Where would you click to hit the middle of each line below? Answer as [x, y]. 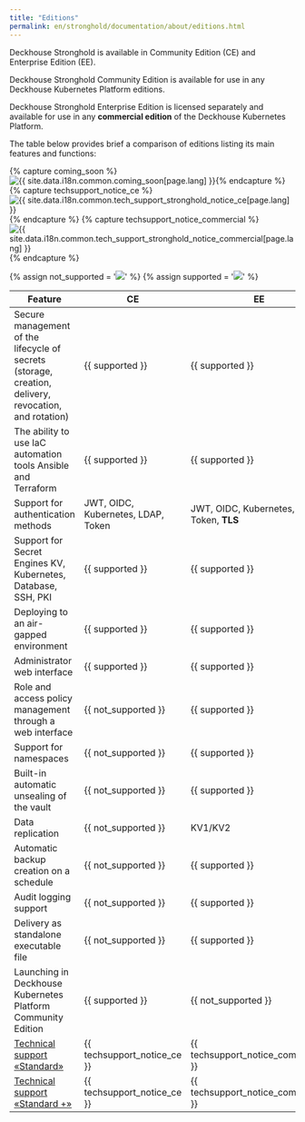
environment [41, 646]
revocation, [38, 405]
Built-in [30, 773]
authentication [44, 514]
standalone [38, 934]
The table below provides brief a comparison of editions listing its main [142, 144]
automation [38, 453]
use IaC [30, 442]
